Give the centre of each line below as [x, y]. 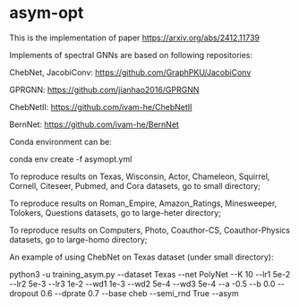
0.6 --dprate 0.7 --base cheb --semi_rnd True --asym [139, 293]
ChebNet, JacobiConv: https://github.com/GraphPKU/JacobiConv [130, 72]
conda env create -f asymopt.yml [71, 158]
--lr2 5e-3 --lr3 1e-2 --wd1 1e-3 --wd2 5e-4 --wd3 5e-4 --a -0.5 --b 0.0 [142, 284]
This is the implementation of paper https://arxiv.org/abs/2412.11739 [134, 38]
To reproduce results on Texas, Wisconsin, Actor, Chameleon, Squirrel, [140, 176]
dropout [24, 293]
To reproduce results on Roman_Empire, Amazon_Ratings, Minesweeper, [143, 203]
